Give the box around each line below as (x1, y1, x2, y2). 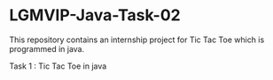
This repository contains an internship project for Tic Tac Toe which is (9, 34, 265, 45)
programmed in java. (9, 43, 85, 54)
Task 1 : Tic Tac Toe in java (9, 61, 107, 71)
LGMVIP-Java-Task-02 (9, 5, 181, 25)
